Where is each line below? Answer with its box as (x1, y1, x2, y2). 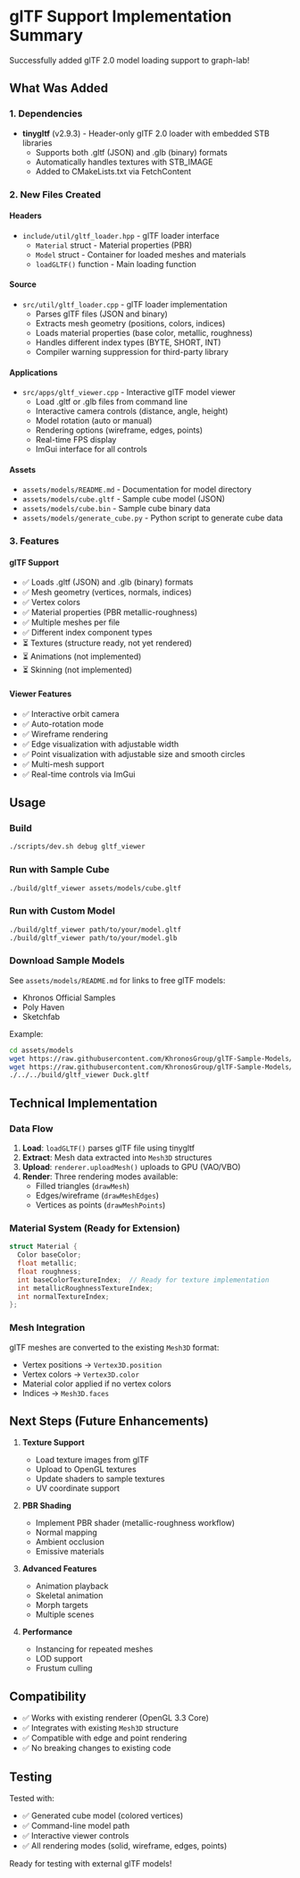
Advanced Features (21, 1563, 97, 1574)
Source (9, 279, 37, 290)
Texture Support (21, 1437, 85, 1448)
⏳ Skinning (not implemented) (21, 664, 132, 676)
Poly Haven (21, 1001, 65, 1012)
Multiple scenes (35, 1609, 95, 1620)
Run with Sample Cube (9, 863, 110, 876)
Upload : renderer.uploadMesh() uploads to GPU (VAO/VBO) (21, 1161, 241, 1172)
